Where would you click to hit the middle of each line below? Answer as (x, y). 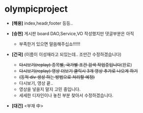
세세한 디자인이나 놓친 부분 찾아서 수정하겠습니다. (66, 95)
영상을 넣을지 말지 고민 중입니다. (50, 89)
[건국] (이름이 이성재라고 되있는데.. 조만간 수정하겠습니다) (67, 54)
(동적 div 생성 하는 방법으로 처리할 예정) (57, 77)
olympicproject (36, 9)
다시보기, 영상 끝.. (36, 83)
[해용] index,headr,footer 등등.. (42, 23)
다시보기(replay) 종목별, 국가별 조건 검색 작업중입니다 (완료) (75, 65)
